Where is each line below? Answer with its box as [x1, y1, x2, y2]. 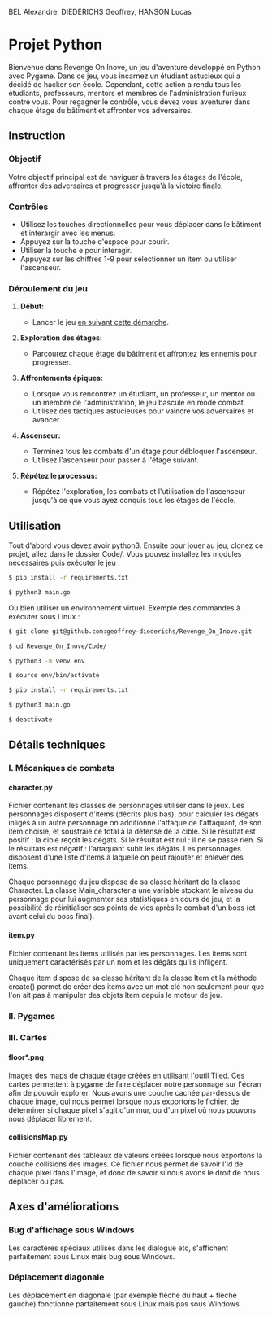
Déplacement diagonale [8, 1271, 105, 1283]
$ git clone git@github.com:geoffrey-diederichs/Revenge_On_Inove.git [8, 627, 253, 636]
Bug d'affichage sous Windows [8, 1224, 135, 1236]
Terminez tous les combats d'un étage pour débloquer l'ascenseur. [32, 447, 257, 457]
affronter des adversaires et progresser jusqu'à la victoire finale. [8, 181, 223, 190]
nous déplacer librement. [8, 1114, 93, 1123]
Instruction [8, 129, 66, 143]
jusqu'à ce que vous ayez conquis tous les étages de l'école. [32, 496, 236, 505]
